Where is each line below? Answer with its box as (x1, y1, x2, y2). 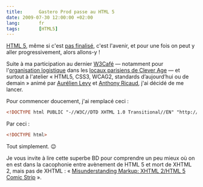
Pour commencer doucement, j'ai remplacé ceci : (6, 98, 129, 105)
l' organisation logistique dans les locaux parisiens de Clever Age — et (6, 67, 180, 74)
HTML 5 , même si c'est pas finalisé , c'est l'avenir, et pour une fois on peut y (6, 42, 195, 49)
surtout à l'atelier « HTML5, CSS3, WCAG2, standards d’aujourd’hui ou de (6, 73, 189, 80)
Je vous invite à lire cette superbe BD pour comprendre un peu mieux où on (6, 154, 195, 162)
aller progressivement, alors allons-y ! (6, 49, 101, 56)
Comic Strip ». (6, 174, 42, 181)
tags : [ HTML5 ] (6, 25, 59, 32)
